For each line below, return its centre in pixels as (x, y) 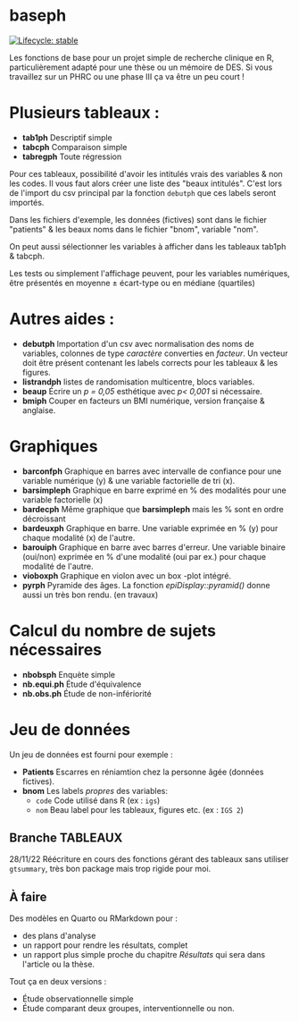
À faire (28, 896)
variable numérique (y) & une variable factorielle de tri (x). (129, 480)
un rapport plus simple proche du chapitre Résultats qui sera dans (144, 955)
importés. (27, 202)
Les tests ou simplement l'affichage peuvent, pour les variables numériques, (149, 273)
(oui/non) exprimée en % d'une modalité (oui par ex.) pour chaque (144, 556)
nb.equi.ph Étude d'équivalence (82, 684)
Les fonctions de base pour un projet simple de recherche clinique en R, (142, 57)
